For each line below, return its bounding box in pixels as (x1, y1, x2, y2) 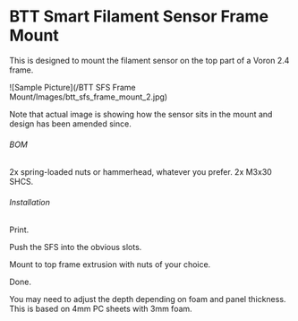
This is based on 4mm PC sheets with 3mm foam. (9, 303, 192, 315)
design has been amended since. (9, 118, 132, 129)
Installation (9, 196, 51, 207)
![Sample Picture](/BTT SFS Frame (9, 82, 136, 92)
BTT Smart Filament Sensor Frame (9, 6, 269, 27)
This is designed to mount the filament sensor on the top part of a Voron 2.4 (9, 55, 290, 65)
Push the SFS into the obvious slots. (9, 242, 142, 253)
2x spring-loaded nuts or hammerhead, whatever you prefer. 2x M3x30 (9, 167, 273, 178)
